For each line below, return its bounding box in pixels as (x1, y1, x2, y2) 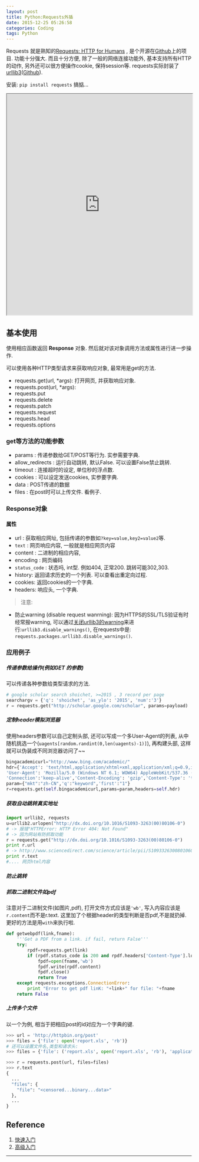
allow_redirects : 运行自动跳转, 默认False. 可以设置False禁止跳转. (14, 459, 172, 466)
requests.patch (14, 402, 52, 409)
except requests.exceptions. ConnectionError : (16, 980, 131, 986)
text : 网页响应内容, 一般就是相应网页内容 (14, 542, 116, 549)
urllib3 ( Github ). (6, 69, 43, 76)
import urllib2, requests (6, 815, 69, 821)
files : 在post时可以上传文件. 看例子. (14, 488, 102, 495)
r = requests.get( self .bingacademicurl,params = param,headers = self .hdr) (6, 786, 181, 792)
